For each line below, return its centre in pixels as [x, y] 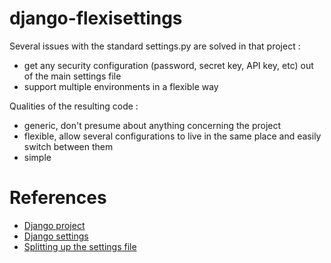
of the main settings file [72, 76]
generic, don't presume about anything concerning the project [152, 125]
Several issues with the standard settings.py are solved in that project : [155, 46]
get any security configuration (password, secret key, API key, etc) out [168, 65]
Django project [54, 225]
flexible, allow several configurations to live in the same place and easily [172, 136]
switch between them [68, 146]
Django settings [56, 236]
